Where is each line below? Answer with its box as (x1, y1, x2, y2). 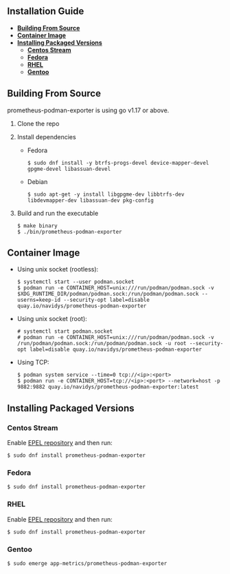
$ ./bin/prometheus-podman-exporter (16, 228, 122, 235)
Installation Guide (7, 6, 84, 17)
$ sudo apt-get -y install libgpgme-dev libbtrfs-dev (27, 191, 185, 198)
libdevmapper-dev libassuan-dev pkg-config (27, 196, 154, 204)
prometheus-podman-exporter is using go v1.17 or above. (7, 106, 170, 114)
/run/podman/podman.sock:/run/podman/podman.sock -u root (16, 340, 187, 347)
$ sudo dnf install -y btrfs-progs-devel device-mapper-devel (27, 159, 209, 166)
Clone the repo (16, 119, 60, 127)
